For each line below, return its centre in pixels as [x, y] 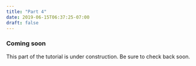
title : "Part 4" [26, 12]
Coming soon [26, 43]
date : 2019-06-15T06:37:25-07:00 [48, 17]
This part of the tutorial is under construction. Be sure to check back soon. [98, 56]
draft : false [22, 23]
